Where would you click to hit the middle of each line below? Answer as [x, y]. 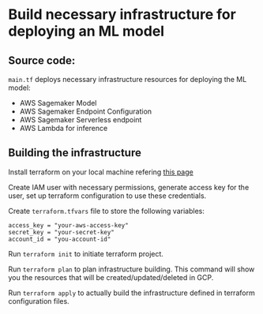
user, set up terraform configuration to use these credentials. [107, 196]
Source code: [42, 60]
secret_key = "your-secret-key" [61, 232]
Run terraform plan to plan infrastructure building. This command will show [131, 269]
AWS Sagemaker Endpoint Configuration [86, 111]
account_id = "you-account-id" [60, 239]
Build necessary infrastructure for [122, 15]
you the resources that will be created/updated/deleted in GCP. [111, 277]
